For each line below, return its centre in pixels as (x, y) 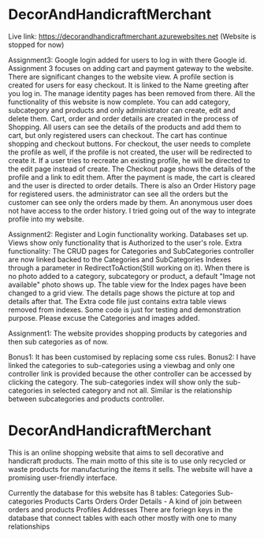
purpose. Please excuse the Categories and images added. (104, 318)
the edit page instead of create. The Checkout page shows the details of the (132, 169)
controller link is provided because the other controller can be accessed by (130, 374)
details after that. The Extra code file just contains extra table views (117, 301)
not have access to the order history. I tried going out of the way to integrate (132, 210)
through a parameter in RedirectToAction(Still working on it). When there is (129, 268)
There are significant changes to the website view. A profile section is (121, 76)
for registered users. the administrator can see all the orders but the (118, 194)
